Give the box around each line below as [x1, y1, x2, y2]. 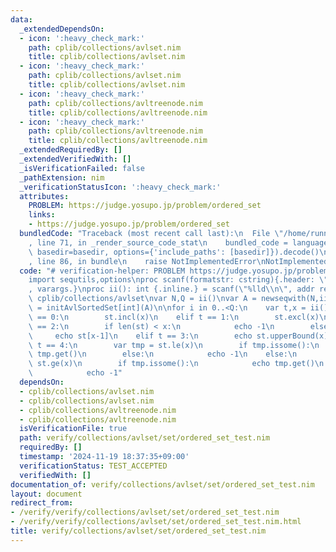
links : [28, 210, 56, 220]
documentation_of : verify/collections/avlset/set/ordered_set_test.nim [10, 479, 315, 490]
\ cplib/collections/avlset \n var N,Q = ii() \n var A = [28, 294, 257, 304]
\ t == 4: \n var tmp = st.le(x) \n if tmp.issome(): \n [28, 340, 320, 350]
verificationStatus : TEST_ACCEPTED [19, 461, 168, 471]
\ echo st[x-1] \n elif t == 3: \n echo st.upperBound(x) [28, 331, 329, 341]
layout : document [10, 489, 83, 499]
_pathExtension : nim [19, 172, 105, 183]
